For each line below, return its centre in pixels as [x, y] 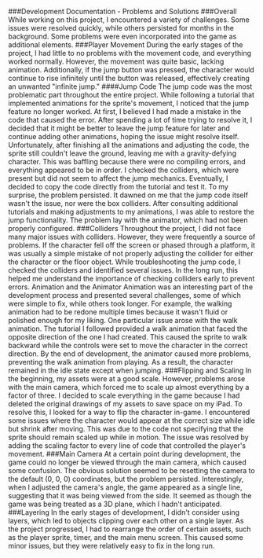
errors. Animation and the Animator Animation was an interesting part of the [131, 287]
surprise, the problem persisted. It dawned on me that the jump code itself [128, 195]
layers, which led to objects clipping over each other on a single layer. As [126, 521]
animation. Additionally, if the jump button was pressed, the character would [131, 70]
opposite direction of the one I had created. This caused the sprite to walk [128, 337]
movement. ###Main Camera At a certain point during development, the [124, 454]
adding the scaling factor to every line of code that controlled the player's [127, 446]
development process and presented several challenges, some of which [125, 295]
